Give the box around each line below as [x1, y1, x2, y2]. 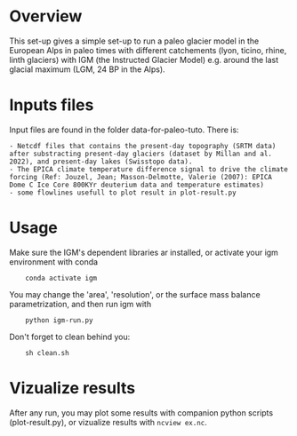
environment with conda [9, 256, 99, 267]
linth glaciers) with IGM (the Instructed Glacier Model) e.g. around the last [9, 54, 279, 65]
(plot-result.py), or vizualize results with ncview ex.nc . [9, 416, 207, 427]
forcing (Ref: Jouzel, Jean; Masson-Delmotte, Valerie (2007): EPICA [9, 172, 273, 181]
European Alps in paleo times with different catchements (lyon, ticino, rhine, [9, 44, 287, 55]
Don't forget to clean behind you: [9, 331, 131, 342]
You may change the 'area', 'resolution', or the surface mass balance [9, 289, 261, 299]
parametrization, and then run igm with [9, 298, 152, 309]
